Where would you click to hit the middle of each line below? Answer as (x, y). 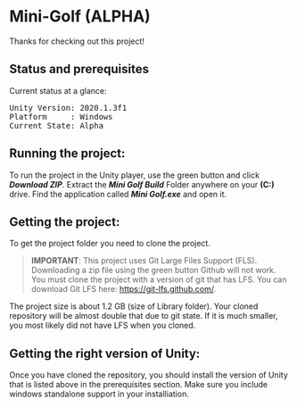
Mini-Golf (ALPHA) (80, 17)
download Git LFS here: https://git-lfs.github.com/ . (124, 289)
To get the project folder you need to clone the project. (110, 244)
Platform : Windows (61, 117)
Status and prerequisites (79, 69)
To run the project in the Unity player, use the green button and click (135, 175)
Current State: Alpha (57, 125)
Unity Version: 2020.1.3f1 (68, 108)
